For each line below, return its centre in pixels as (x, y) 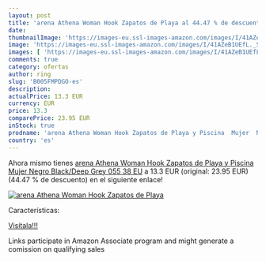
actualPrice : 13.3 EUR (46, 96)
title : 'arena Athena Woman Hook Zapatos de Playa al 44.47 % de (118, 23)
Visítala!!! (23, 225)
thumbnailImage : (35, 37)
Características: (34, 210)
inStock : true (32, 125)
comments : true (33, 60)
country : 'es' (32, 140)
